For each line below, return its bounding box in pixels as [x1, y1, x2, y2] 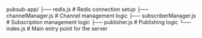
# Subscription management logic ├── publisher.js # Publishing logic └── [6, 19, 191, 25]
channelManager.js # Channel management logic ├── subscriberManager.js [6, 12, 196, 19]
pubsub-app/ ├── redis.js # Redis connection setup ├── [6, 6, 149, 13]
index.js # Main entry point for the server [6, 25, 108, 32]
